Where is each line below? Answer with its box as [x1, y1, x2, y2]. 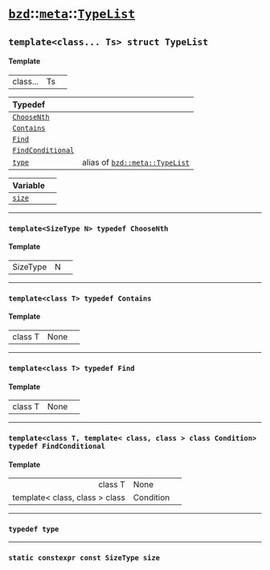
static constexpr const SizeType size [8, 553, 161, 562]
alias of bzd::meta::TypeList [81, 157, 190, 168]
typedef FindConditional [8, 442, 106, 451]
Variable [12, 179, 46, 191]
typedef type [8, 525, 59, 534]
